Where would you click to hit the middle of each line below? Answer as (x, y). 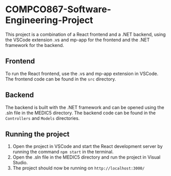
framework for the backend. (35, 45)
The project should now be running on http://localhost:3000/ (79, 168)
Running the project (38, 134)
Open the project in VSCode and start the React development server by (88, 146)
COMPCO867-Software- (58, 9)
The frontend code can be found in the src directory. (61, 79)
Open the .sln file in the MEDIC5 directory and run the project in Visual (87, 157)
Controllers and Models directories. (43, 118)
